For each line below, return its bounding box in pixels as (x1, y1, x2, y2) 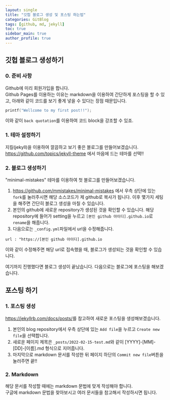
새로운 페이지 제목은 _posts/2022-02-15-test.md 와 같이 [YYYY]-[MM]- (12, 339, 156, 345)
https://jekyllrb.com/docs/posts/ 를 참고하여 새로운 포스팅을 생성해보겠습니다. (5, 315, 161, 321)
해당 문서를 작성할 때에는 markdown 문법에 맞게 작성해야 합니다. (5, 383, 133, 389)
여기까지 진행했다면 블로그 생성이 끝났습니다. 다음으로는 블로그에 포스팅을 (5, 264, 151, 270)
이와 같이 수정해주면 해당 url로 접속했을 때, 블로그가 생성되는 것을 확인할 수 (5, 247, 153, 253)
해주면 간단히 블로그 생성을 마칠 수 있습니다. (18, 200, 105, 206)
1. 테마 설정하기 (5, 132, 41, 139)
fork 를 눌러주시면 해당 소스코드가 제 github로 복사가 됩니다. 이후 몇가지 (12, 194, 154, 200)
